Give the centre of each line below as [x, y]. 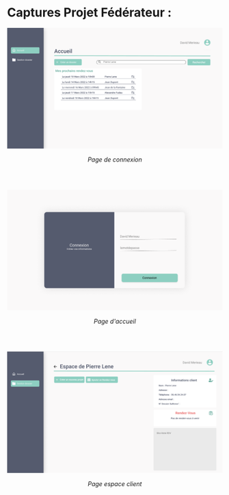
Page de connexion [115, 160]
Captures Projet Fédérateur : [90, 13]
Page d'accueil [115, 321]
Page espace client [115, 483]
